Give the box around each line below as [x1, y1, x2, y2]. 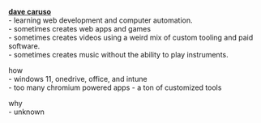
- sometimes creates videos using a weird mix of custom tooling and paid [8, 32, 254, 42]
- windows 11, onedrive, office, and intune [8, 74, 148, 83]
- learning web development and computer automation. [8, 15, 193, 25]
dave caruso [8, 7, 51, 16]
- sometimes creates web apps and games [8, 24, 152, 33]
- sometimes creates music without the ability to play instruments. [8, 50, 229, 59]
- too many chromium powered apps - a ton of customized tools [8, 83, 222, 92]
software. [8, 41, 41, 51]
